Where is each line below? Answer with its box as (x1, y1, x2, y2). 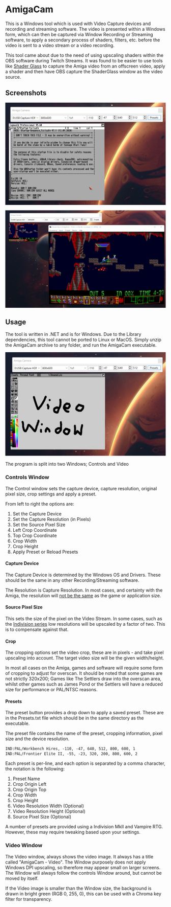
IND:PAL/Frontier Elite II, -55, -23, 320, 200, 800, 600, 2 (5, 752, 138, 757)
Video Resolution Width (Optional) (12, 803, 84, 809)
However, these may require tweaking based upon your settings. (5, 829, 141, 835)
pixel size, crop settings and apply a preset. (5, 491, 97, 497)
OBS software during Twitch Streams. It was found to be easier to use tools (5, 57, 163, 63)
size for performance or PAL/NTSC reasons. (5, 687, 98, 693)
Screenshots (5, 88, 47, 98)
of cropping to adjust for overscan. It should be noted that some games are (5, 670, 163, 676)
